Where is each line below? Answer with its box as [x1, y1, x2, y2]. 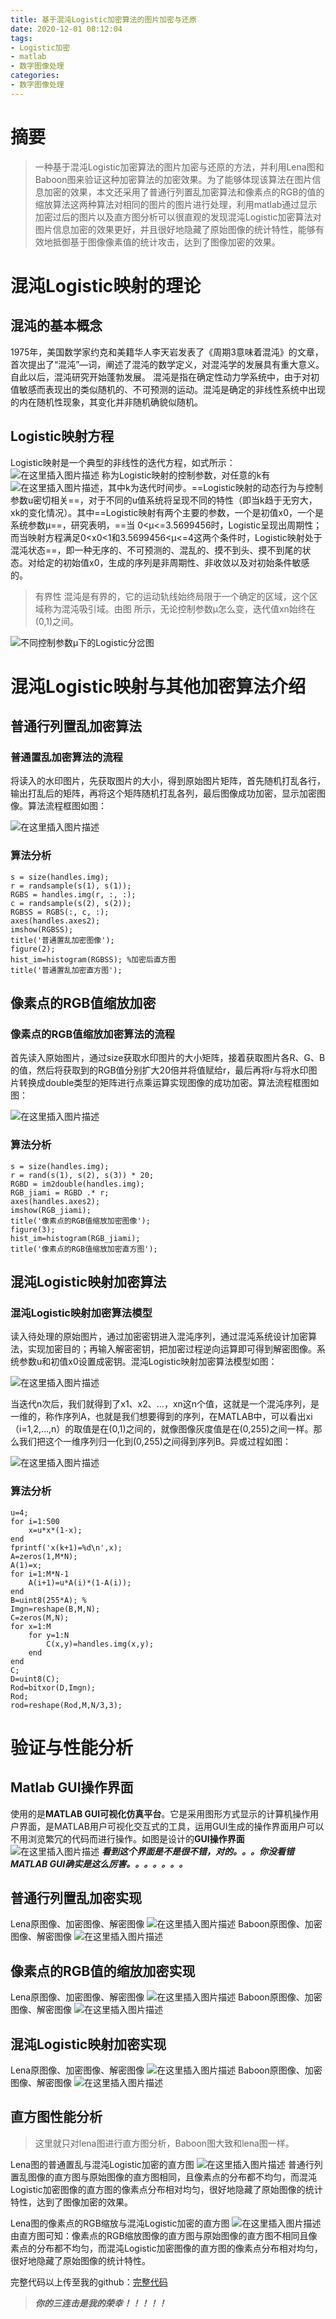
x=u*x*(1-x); [28, 1525, 83, 1535]
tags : [10, 33, 33, 43]
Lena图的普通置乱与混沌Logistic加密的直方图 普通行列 [10, 2158, 323, 2170]
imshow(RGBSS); [10, 924, 74, 935]
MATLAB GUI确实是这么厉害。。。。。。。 [10, 1857, 188, 1870]
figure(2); [10, 944, 56, 954]
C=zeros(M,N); [10, 1612, 70, 1623]
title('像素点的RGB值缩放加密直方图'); [10, 1244, 158, 1254]
